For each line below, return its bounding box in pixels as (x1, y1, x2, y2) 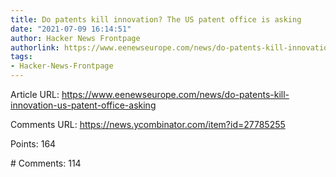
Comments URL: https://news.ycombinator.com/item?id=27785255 (10, 119, 286, 130)
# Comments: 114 (10, 157, 82, 169)
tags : (10, 52, 33, 62)
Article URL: (10, 89, 60, 100)
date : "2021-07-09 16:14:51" (10, 24, 132, 34)
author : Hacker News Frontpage (10, 33, 141, 43)
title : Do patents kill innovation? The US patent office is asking (10, 14, 302, 25)
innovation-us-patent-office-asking (10, 99, 157, 111)
